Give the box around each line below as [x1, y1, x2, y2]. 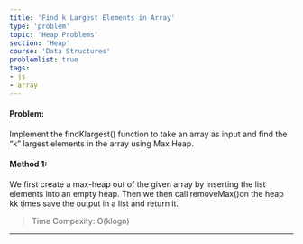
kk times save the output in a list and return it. [9, 198, 179, 209]
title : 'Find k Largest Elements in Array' [9, 13, 176, 23]
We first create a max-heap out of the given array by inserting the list [9, 179, 266, 190]
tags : [9, 64, 30, 73]
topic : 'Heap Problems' [9, 30, 99, 39]
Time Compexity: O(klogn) [31, 216, 130, 227]
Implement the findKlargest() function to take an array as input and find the [9, 128, 288, 139]
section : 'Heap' [9, 38, 70, 48]
